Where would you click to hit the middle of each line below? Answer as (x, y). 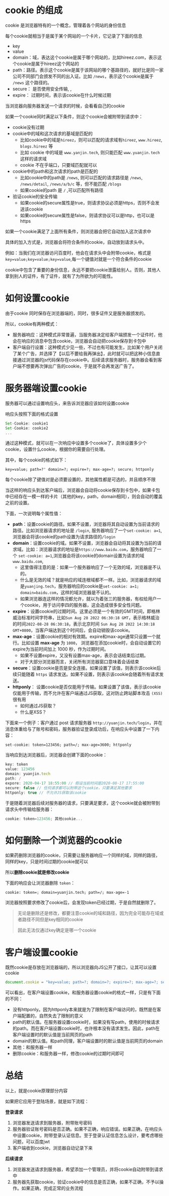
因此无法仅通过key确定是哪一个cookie (57, 930)
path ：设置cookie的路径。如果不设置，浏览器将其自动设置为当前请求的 (86, 524)
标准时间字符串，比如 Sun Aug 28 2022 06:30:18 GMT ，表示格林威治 (91, 618)
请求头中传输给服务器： (29, 809)
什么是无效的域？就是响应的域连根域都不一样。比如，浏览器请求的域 (91, 580)
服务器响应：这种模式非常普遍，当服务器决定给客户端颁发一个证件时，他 (87, 334)
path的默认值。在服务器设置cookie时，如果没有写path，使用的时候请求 (86, 1022)
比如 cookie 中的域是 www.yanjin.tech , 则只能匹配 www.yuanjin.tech (90, 152)
